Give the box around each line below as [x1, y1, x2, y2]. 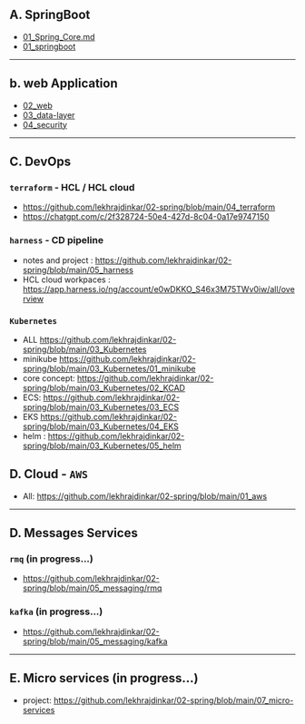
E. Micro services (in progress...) [9, 670, 199, 686]
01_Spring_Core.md [22, 31, 95, 42]
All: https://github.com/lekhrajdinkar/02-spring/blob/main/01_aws [22, 490, 268, 502]
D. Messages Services [9, 525, 138, 541]
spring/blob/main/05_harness [22, 264, 134, 275]
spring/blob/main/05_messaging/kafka [22, 635, 168, 647]
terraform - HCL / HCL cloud [9, 181, 135, 193]
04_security [22, 119, 68, 130]
